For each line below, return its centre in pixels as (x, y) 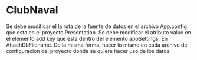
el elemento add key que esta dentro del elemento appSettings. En (87, 38)
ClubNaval (32, 10)
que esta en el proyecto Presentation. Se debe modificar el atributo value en (99, 32)
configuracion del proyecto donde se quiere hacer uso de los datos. (88, 51)
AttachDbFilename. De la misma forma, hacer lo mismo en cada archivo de (97, 45)
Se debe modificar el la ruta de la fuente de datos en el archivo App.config (97, 26)
